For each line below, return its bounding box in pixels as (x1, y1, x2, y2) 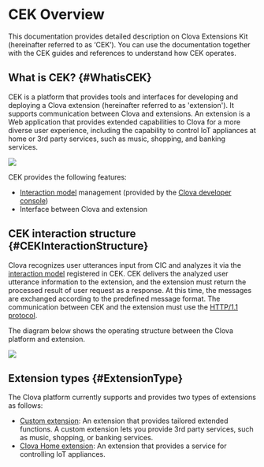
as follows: (8, 401, 43, 410)
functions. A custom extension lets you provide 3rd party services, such (19, 424, 254, 434)
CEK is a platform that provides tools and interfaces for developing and (8, 92, 239, 102)
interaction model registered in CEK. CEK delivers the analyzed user (8, 269, 229, 278)
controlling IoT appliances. (19, 450, 106, 459)
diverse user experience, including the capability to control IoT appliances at (8, 125, 256, 135)
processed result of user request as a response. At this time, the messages (8, 285, 252, 295)
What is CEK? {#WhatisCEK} (8, 71, 152, 84)
